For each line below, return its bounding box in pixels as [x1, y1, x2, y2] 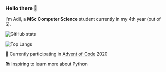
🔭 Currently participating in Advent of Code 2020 [5, 51, 108, 57]
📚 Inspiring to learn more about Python [5, 61, 88, 67]
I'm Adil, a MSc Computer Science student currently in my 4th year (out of [5, 16, 161, 22]
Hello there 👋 [5, 5, 38, 12]
